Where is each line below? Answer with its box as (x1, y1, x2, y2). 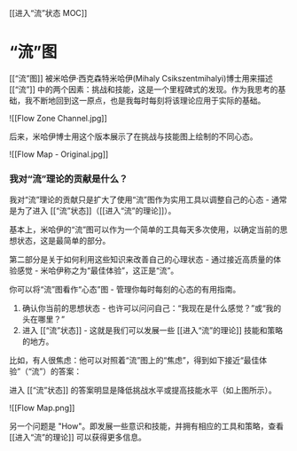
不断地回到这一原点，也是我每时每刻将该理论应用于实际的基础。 (32, 95, 266, 105)
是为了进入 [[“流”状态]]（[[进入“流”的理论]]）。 (9, 206, 176, 216)
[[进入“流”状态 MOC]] (9, 8, 88, 18)
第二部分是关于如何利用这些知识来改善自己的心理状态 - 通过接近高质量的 (9, 254, 274, 265)
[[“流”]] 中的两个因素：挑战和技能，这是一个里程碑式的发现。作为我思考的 (9, 83, 278, 95)
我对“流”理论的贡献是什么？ (9, 172, 129, 184)
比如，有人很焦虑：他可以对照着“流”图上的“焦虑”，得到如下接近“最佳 (9, 355, 260, 366)
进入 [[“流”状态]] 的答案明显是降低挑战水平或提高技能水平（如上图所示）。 (9, 385, 277, 396)
